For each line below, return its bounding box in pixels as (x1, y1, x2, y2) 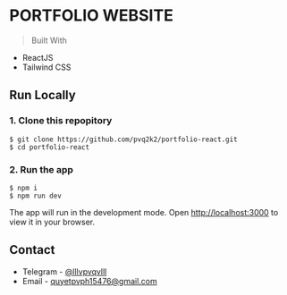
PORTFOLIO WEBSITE (9, 5, 174, 26)
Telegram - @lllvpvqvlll (21, 265, 107, 277)
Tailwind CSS (21, 62, 72, 72)
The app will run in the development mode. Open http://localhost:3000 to (9, 206, 279, 217)
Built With (30, 35, 67, 46)
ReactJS (21, 52, 54, 63)
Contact (9, 242, 55, 257)
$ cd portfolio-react (9, 142, 90, 152)
